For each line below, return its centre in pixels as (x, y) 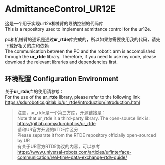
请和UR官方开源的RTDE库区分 (48, 129)
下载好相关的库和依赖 (27, 45)
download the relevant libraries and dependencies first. (61, 62)
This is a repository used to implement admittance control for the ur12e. (78, 29)
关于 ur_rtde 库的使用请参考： (35, 91)
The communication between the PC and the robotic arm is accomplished (80, 51)
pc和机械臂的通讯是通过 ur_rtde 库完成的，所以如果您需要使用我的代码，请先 (83, 39)
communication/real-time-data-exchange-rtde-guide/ (72, 157)
